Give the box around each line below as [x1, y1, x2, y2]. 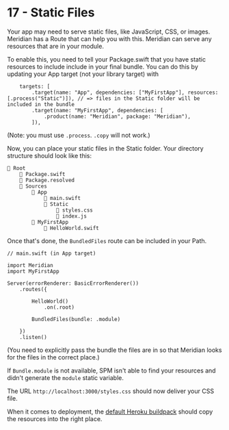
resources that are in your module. [7, 42, 105, 50]
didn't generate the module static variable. [7, 373, 124, 381]
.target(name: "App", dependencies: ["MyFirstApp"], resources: [31, 89, 219, 96]
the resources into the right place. [7, 414, 103, 422]
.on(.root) [43, 303, 75, 311]
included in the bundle [7, 101, 75, 107]
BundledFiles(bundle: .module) [31, 316, 121, 322]
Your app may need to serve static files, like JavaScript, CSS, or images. [7, 27, 211, 36]
